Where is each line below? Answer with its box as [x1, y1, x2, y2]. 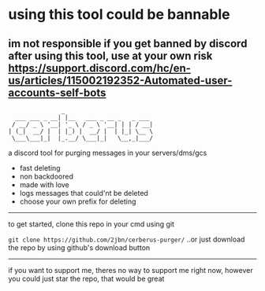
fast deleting [19, 164, 61, 172]
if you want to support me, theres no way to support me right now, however [8, 266, 254, 274]
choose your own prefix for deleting [19, 197, 136, 206]
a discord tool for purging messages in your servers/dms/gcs [8, 148, 207, 157]
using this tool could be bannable [8, 6, 230, 24]
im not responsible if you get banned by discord [8, 37, 248, 50]
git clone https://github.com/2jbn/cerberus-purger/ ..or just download [8, 234, 245, 244]
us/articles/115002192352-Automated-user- [8, 73, 233, 87]
